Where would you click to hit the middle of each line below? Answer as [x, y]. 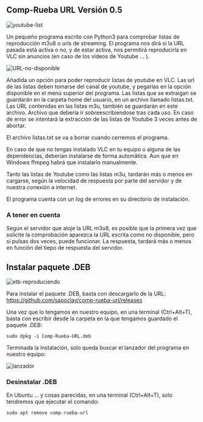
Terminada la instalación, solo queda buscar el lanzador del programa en [98, 347]
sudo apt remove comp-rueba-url [47, 413]
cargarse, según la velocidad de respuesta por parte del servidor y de [94, 181]
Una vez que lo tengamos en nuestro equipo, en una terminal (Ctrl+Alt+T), [99, 312]
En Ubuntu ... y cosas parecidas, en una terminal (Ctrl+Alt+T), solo [89, 395]
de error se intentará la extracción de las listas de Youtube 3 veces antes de [102, 119]
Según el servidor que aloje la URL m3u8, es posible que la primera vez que [101, 228]
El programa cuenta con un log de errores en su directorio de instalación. [98, 199]
